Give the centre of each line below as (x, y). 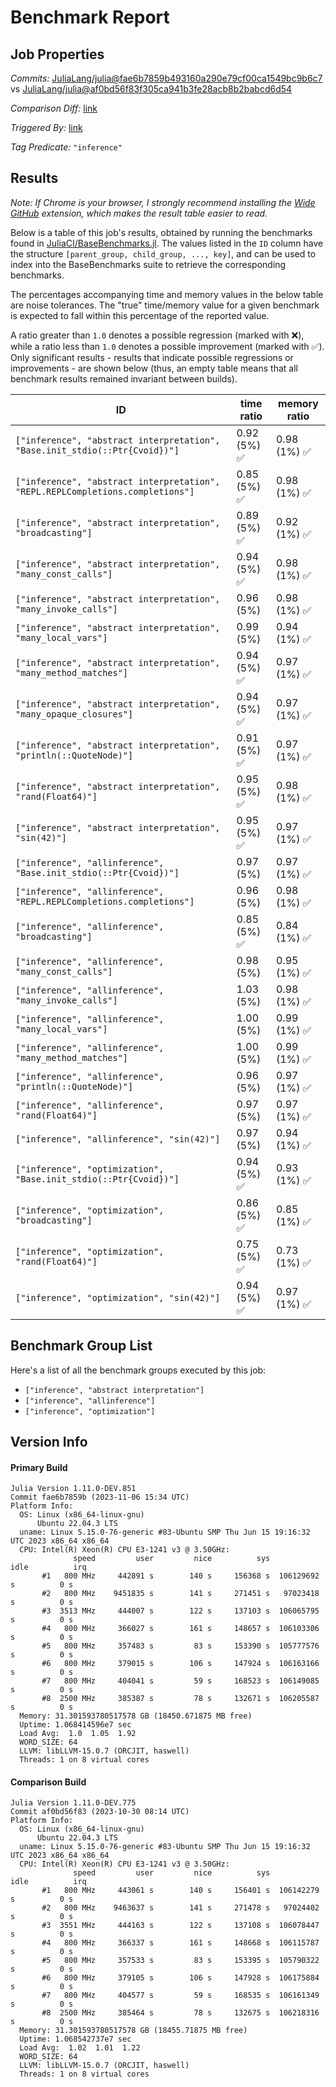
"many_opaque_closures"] (74, 714)
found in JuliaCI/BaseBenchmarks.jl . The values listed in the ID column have (167, 243)
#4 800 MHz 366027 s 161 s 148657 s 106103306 (180, 1629)
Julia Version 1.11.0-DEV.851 (73, 1489)
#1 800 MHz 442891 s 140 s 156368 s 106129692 (180, 1576)
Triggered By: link (46, 127)
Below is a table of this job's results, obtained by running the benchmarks (161, 232)
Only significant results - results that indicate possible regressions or (152, 357)
